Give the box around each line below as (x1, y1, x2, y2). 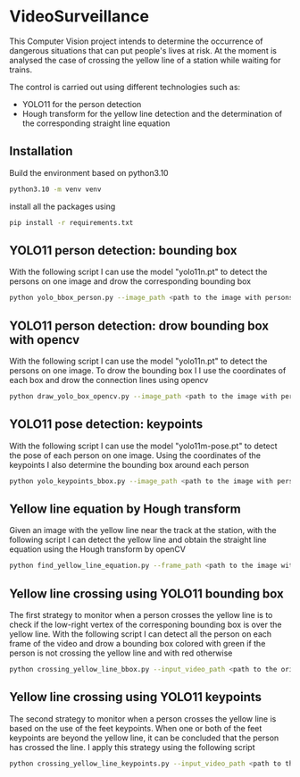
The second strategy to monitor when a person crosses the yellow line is (9, 713, 277, 724)
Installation (9, 144, 73, 159)
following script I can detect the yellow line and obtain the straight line (9, 534, 267, 546)
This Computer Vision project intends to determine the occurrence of (9, 36, 263, 46)
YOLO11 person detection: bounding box (9, 243, 237, 258)
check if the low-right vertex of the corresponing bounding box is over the (9, 619, 282, 631)
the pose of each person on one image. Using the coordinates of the (9, 449, 262, 461)
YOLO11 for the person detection (21, 98, 142, 109)
